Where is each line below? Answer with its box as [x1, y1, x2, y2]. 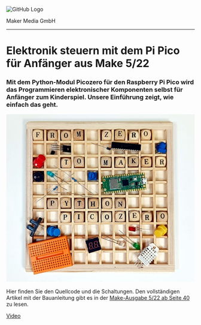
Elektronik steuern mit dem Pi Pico [6, 44, 180, 58]
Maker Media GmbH [6, 17, 56, 24]
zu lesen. [6, 300, 29, 308]
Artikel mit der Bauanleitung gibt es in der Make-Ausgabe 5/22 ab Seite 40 [6, 294, 190, 301]
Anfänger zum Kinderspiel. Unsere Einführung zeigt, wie [6, 93, 174, 101]
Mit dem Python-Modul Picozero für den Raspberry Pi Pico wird [6, 78, 194, 86]
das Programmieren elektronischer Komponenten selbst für [6, 86, 183, 94]
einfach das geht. [6, 101, 59, 109]
